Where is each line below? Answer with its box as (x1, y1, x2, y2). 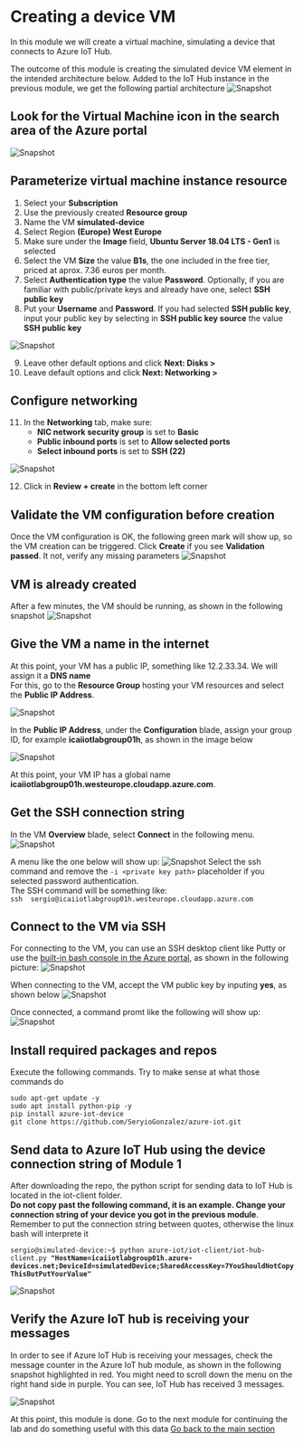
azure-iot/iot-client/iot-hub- (147, 1246, 266, 1255)
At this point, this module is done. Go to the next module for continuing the (10, 1413, 289, 1424)
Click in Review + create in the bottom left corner (23, 481, 208, 492)
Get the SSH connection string (10, 805, 185, 821)
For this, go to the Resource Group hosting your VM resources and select (10, 679, 284, 690)
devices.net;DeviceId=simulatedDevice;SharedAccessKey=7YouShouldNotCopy (10, 1262, 295, 1271)
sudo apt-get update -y (10, 1094, 100, 1103)
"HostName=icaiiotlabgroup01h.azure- (50, 1254, 194, 1263)
